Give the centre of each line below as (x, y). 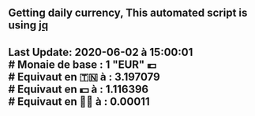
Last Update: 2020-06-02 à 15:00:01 (101, 52)
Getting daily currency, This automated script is (128, 13)
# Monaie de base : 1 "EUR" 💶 (82, 64)
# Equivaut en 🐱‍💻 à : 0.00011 (79, 101)
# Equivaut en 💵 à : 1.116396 (79, 89)
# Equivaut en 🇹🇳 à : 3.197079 (84, 77)
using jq (28, 26)
